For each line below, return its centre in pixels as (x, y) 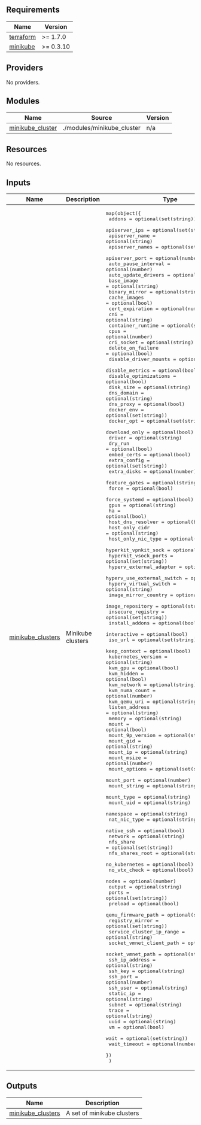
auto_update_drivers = (139, 275)
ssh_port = (124, 977)
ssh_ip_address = (132, 960)
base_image (124, 281)
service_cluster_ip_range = (147, 932)
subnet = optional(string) (145, 1005)
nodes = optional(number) (141, 882)
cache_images (126, 298)
